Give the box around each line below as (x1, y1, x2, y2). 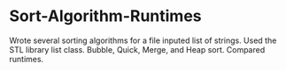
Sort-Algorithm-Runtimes (9, 6, 202, 26)
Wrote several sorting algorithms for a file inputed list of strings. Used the (9, 35, 277, 46)
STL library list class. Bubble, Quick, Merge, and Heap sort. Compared (9, 44, 266, 54)
